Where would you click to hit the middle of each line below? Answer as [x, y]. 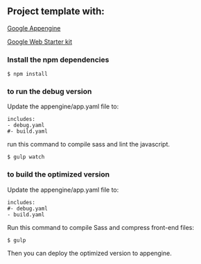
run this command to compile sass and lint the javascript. [88, 145]
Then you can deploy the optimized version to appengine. [89, 253]
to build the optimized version [58, 174]
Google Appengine [34, 28]
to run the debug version [50, 92]
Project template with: [56, 11]
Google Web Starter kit [40, 42]
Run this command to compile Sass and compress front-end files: [101, 227]
